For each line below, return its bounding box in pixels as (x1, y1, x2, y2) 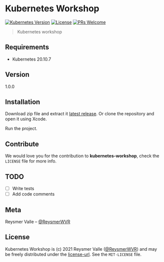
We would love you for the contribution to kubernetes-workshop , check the (5, 153, 160, 159)
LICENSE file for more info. (5, 158, 57, 164)
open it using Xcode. (5, 116, 47, 122)
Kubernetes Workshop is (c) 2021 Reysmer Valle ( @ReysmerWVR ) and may (5, 246, 157, 252)
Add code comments (12, 191, 55, 197)
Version (5, 70, 29, 79)
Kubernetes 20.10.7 (12, 56, 52, 62)
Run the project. (5, 126, 38, 131)
